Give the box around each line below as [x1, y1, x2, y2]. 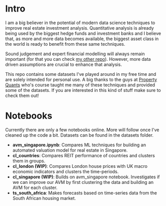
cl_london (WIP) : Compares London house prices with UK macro [12, 163, 147, 169]
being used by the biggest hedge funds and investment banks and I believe [5, 30, 161, 36]
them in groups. [12, 158, 45, 164]
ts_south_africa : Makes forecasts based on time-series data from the [12, 189, 157, 196]
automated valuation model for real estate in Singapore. [12, 147, 128, 153]
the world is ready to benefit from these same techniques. [5, 41, 126, 47]
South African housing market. [12, 195, 76, 201]
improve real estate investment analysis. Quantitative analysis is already [5, 25, 154, 31]
